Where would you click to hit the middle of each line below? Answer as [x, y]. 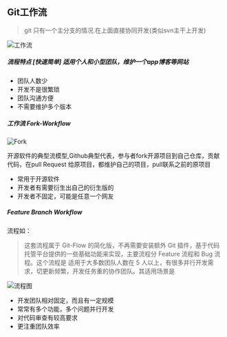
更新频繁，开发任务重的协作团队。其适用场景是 [109, 271]
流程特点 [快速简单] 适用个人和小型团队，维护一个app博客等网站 [98, 62]
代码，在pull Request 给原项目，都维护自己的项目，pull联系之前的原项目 [109, 164]
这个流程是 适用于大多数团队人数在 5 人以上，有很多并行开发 [122, 262]
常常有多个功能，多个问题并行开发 [65, 309]
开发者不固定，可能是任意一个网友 [65, 196]
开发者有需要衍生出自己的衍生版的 [65, 187]
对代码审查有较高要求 [47, 317]
